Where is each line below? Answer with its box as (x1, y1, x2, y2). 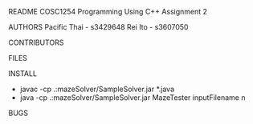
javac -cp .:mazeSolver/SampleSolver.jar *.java (19, 84, 175, 94)
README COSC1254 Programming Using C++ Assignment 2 (8, 7, 207, 16)
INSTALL (8, 69, 38, 78)
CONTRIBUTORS (8, 38, 64, 47)
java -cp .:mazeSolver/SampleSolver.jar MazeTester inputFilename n (19, 93, 246, 102)
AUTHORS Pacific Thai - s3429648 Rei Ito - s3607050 (8, 22, 189, 31)
